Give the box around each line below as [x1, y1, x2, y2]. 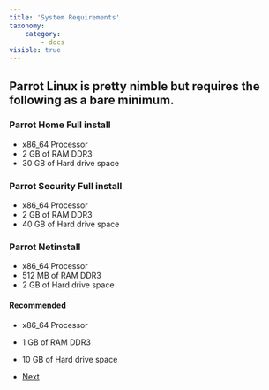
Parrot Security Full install [9, 180, 123, 192]
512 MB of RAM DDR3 [21, 271, 101, 281]
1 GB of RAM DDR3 [21, 337, 91, 348]
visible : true [9, 46, 62, 55]
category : [25, 29, 62, 38]
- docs [41, 37, 65, 47]
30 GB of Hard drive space [21, 157, 120, 168]
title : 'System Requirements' [9, 12, 121, 22]
